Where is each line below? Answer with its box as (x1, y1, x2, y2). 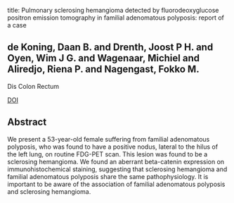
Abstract (7, 116, 47, 128)
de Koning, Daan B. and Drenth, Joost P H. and (7, 42, 214, 54)
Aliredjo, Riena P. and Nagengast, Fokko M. (7, 63, 200, 75)
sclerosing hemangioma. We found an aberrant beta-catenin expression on (7, 157, 225, 166)
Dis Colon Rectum (7, 82, 60, 90)
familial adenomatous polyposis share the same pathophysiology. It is (7, 172, 209, 180)
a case (7, 21, 27, 29)
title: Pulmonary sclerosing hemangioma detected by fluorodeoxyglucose (7, 6, 219, 14)
